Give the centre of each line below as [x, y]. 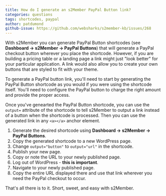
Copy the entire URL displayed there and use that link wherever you [82, 173]
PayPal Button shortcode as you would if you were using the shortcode [78, 84]
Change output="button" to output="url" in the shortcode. [73, 146]
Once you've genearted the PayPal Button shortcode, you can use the [77, 105]
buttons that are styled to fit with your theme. [52, 69]
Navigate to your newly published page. [54, 168]
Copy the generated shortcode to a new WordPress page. [72, 141]
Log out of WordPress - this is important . [55, 162]
